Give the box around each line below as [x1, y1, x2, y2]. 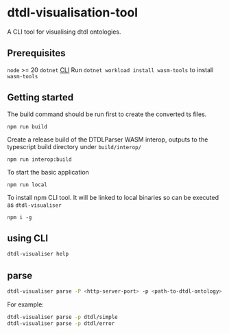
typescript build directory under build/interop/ [7, 142, 142, 151]
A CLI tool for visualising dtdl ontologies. [7, 27, 121, 36]
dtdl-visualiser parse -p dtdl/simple [7, 313, 118, 320]
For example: [7, 300, 45, 309]
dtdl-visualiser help [7, 251, 69, 258]
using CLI [7, 232, 49, 244]
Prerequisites [7, 47, 66, 59]
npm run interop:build [7, 156, 72, 163]
